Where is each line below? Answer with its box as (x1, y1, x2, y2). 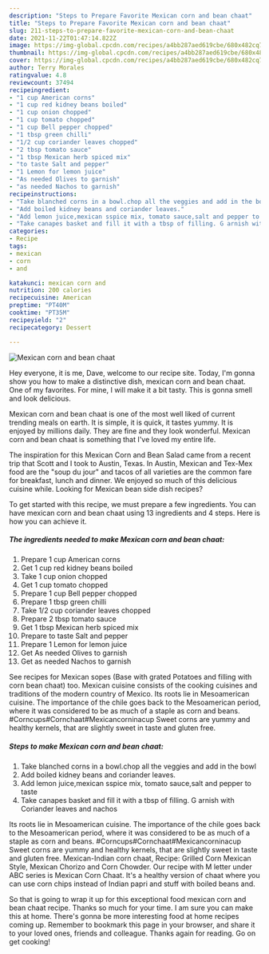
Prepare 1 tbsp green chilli (20, 597, 107, 607)
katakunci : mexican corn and (9, 279, 106, 287)
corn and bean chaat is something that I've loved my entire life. (9, 434, 216, 444)
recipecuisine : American (9, 293, 92, 302)
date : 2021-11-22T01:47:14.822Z (9, 34, 117, 42)
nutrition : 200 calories (9, 286, 92, 294)
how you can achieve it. (9, 517, 87, 526)
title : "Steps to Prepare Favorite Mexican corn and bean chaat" (9, 19, 231, 27)
